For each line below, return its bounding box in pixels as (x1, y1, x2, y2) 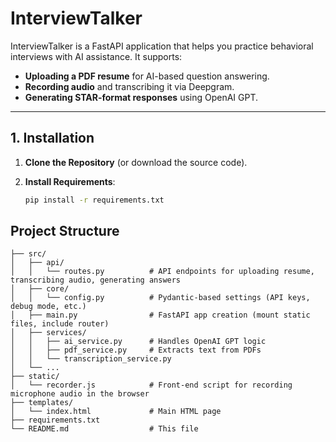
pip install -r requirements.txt (24, 195, 165, 205)
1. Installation (10, 130, 95, 147)
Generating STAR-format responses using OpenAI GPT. (24, 91, 259, 103)
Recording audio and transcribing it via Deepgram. (24, 80, 235, 92)
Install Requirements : (24, 175, 116, 187)
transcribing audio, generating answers (10, 275, 182, 286)
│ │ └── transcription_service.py (10, 354, 172, 364)
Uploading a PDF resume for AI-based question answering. (24, 70, 270, 82)
